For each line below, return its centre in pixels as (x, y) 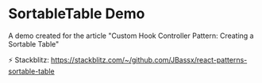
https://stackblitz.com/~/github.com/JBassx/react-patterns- (149, 59)
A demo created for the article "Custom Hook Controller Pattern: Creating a (131, 36)
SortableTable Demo (77, 14)
